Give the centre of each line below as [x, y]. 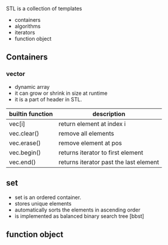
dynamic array [32, 87]
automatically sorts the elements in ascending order [78, 210]
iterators [25, 32]
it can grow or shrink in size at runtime [61, 93]
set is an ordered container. [48, 197]
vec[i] [17, 124]
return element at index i [92, 124]
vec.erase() [25, 143]
